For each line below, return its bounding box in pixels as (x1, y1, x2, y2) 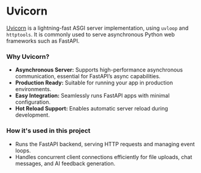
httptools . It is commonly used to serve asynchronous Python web (6, 30, 175, 38)
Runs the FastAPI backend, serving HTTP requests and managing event (15, 140, 195, 148)
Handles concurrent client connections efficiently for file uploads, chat (15, 153, 192, 160)
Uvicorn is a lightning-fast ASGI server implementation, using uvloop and (6, 24, 189, 32)
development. (15, 111, 50, 119)
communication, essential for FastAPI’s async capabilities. (15, 73, 161, 80)
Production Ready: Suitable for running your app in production (15, 79, 174, 86)
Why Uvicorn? (6, 52, 50, 61)
